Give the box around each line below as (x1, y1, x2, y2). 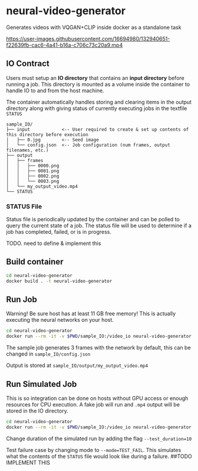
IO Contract (6, 59, 50, 69)
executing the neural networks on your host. (6, 317, 114, 324)
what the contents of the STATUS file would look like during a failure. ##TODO (6, 453, 192, 460)
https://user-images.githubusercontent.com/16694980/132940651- (6, 35, 170, 42)
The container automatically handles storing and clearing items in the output (6, 98, 192, 105)
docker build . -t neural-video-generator (6, 278, 112, 284)
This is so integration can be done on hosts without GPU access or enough (6, 395, 189, 402)
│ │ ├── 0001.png (6, 167, 60, 174)
